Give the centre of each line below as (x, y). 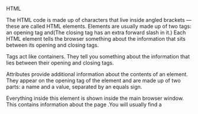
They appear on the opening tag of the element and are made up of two (94, 80)
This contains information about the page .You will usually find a (84, 105)
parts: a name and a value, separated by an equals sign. (74, 87)
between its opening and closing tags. (53, 45)
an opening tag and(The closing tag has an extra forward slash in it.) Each (96, 32)
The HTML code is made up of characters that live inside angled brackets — (99, 20)
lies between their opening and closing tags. (60, 63)
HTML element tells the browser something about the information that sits (96, 39)
